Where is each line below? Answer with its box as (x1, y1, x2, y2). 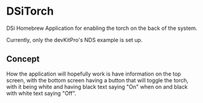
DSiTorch (6, 4, 54, 18)
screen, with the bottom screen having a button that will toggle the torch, (6, 76, 188, 83)
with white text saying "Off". (6, 90, 77, 97)
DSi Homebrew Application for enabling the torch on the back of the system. (6, 24, 198, 32)
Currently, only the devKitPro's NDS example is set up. (6, 36, 143, 43)
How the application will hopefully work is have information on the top (6, 70, 181, 77)
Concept (6, 54, 40, 65)
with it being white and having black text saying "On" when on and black (6, 83, 188, 90)
